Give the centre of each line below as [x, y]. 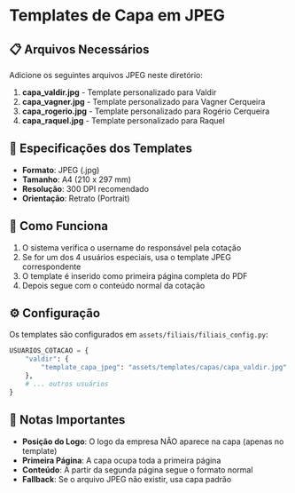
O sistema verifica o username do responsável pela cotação [132, 247]
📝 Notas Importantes [67, 420]
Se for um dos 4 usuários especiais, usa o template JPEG [127, 257]
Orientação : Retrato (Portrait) [76, 198]
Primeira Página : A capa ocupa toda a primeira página [121, 460]
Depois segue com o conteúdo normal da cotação [113, 285]
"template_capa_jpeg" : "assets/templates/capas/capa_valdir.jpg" [164, 368]
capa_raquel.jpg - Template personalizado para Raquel [124, 120]
